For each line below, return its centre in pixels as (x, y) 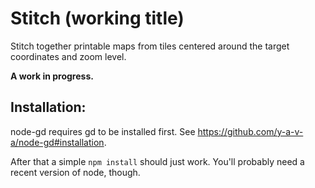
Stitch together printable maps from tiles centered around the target (150, 46)
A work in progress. (52, 76)
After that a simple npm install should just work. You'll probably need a (157, 161)
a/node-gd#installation (57, 142)
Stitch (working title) (97, 18)
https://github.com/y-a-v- (250, 131)
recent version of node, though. (75, 172)
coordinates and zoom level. (68, 56)
